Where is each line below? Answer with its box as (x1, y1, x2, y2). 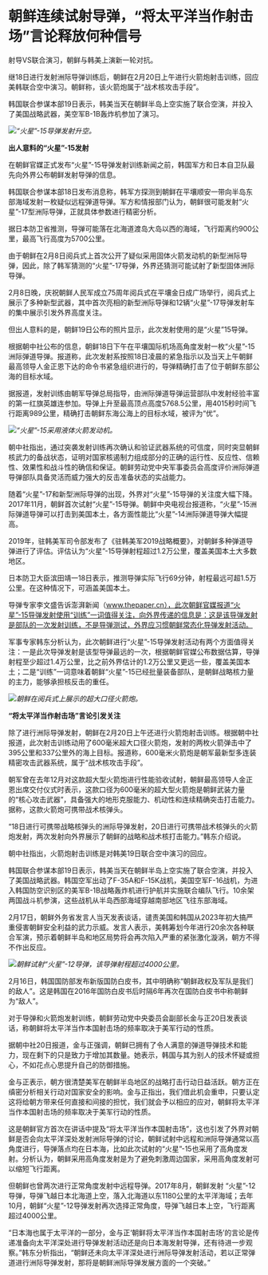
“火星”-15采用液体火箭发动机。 (16, 425, 117, 435)
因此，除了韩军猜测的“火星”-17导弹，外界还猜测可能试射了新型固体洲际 (22, 260, 255, 270)
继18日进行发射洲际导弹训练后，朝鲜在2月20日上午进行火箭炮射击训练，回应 (8, 72, 259, 81)
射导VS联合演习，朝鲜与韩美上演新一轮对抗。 (8, 55, 158, 65)
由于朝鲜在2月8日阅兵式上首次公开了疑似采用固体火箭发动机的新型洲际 (8, 251, 241, 260)
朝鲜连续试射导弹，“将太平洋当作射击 (8, 7, 254, 26)
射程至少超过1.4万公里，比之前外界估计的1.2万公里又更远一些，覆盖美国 (8, 656, 244, 667)
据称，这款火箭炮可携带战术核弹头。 (8, 804, 128, 814)
